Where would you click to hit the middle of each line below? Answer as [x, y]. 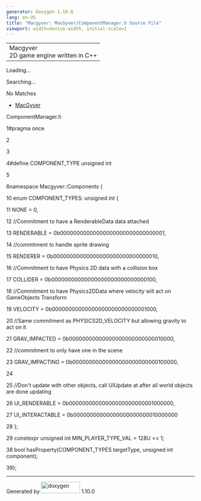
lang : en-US [21, 17]
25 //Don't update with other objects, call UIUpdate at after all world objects [100, 385]
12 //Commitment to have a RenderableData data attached [78, 221]
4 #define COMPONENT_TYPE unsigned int [59, 163]
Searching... [21, 82]
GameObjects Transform [36, 298]
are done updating [29, 392]
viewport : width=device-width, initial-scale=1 [67, 28]
